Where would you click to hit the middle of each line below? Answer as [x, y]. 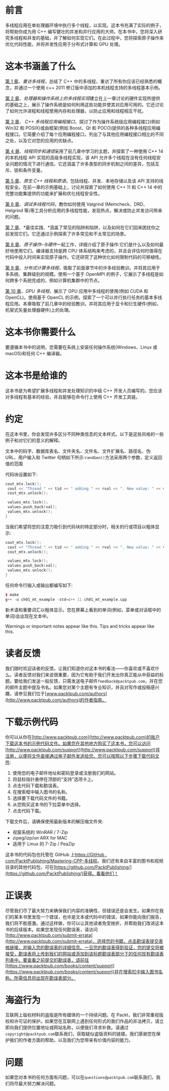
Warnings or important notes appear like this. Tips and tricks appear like [80, 626]
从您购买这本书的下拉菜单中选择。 [48, 804]
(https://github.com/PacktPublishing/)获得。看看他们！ [62, 873]
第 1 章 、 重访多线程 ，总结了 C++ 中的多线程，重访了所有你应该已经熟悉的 [81, 81]
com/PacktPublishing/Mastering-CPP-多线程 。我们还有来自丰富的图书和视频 [84, 861]
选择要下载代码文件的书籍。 [41, 798]
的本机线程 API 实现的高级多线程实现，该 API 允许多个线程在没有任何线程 [81, 157]
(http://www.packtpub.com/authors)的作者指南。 [56, 700]
